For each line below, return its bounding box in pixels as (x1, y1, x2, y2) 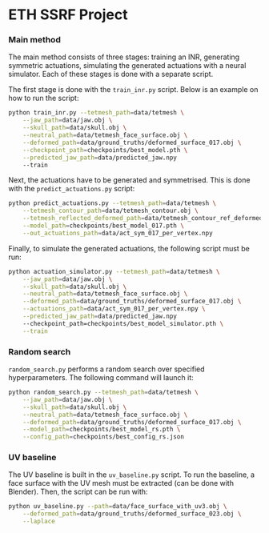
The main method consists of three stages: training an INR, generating (8, 52, 240, 62)
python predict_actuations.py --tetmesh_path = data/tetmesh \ (8, 199, 217, 207)
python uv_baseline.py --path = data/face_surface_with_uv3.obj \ (8, 503, 227, 511)
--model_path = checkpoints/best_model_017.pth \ (22, 222, 184, 230)
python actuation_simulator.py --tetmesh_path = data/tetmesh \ (8, 267, 220, 275)
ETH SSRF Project (8, 6, 128, 24)
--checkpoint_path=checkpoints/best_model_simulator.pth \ (22, 319, 224, 327)
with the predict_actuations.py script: (8, 184, 135, 194)
